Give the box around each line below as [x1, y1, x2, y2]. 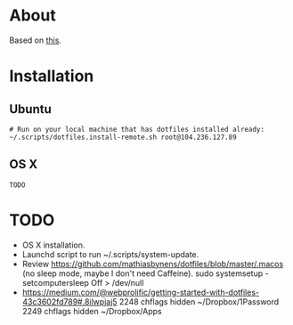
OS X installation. [21, 240, 85, 250]
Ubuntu [9, 102, 52, 117]
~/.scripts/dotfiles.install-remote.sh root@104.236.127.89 [9, 133, 238, 142]
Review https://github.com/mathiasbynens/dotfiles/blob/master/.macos [21, 258, 284, 269]
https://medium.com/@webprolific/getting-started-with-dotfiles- [21, 287, 260, 297]
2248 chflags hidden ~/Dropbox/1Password [118, 296, 280, 307]
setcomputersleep [21, 277, 89, 288]
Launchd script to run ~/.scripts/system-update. [21, 248, 199, 259]
